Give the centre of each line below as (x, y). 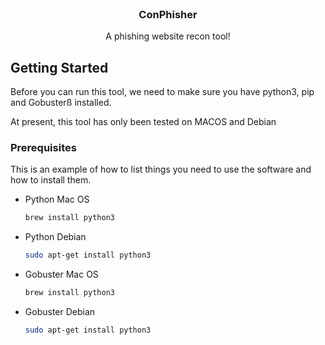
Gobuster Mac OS (61, 274)
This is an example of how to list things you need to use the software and (161, 169)
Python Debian (55, 237)
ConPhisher (168, 14)
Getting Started (59, 67)
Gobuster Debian (60, 312)
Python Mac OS (57, 199)
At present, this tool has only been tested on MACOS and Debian (143, 122)
